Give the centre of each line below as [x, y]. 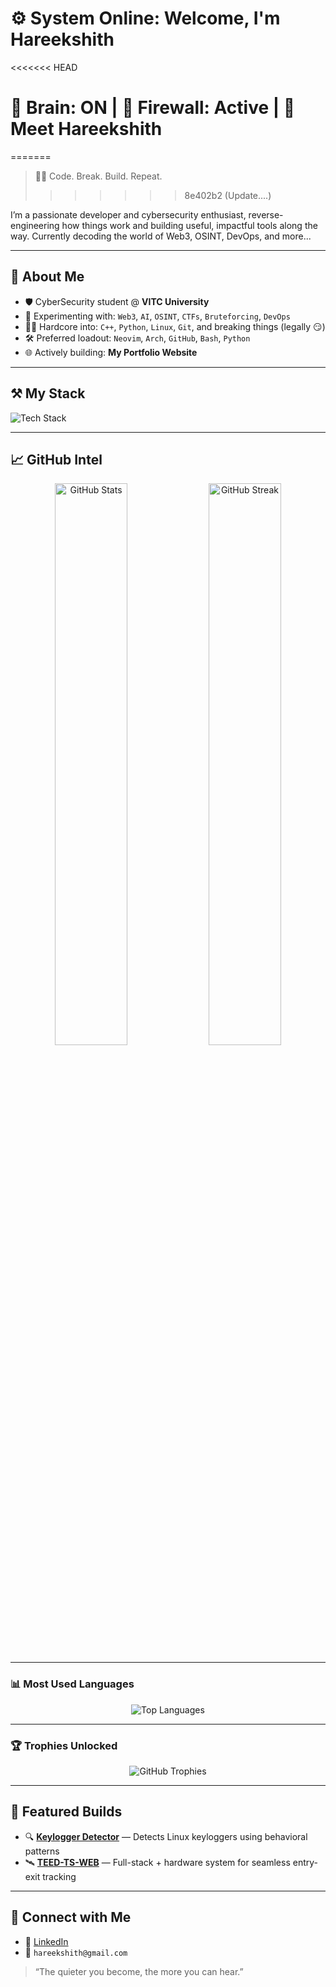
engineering [35, 225]
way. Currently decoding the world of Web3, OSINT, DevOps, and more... [161, 236]
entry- [305, 1862]
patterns [42, 1851]
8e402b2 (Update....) [228, 195]
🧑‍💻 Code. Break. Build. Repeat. [98, 176]
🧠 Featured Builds [66, 1812]
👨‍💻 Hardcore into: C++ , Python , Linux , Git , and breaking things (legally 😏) [175, 326]
